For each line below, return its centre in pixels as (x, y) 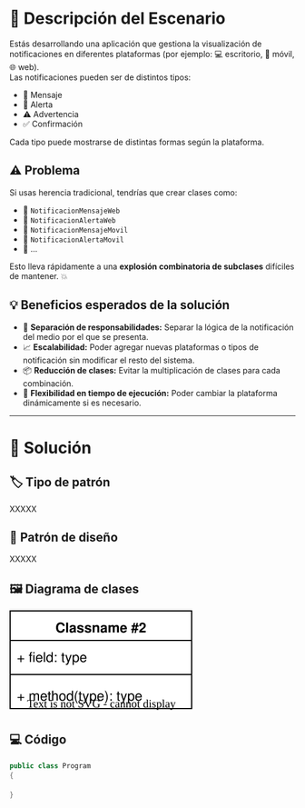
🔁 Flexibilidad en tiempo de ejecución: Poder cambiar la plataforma (150, 393)
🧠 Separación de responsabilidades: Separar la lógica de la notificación (158, 327)
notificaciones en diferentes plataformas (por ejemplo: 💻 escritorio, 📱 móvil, (152, 54)
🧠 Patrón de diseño (64, 537)
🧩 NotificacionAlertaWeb (69, 219)
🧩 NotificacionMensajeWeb (71, 210)
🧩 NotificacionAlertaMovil (73, 239)
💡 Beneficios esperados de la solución (119, 305)
